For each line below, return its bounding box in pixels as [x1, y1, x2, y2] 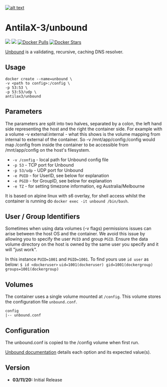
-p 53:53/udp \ [5, 90, 37, 95]
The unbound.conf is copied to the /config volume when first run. [5, 340, 140, 345]
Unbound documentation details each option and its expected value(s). [5, 349, 151, 355]
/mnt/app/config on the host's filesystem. [5, 147, 91, 153]
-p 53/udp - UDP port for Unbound [12, 167, 84, 173]
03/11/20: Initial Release [12, 377, 62, 383]
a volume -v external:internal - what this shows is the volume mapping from [5, 131, 161, 137]
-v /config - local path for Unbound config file [12, 157, 109, 163]
